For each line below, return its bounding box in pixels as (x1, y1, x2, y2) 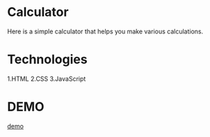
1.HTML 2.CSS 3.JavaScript (7, 74, 86, 83)
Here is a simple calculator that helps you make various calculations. (7, 27, 204, 35)
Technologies (7, 51, 88, 67)
